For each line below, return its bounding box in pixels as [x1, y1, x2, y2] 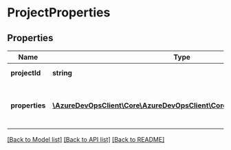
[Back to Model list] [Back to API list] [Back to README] [7, 136, 165, 143]
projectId [10, 68, 41, 77]
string [52, 68, 72, 77]
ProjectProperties [7, 5, 111, 21]
